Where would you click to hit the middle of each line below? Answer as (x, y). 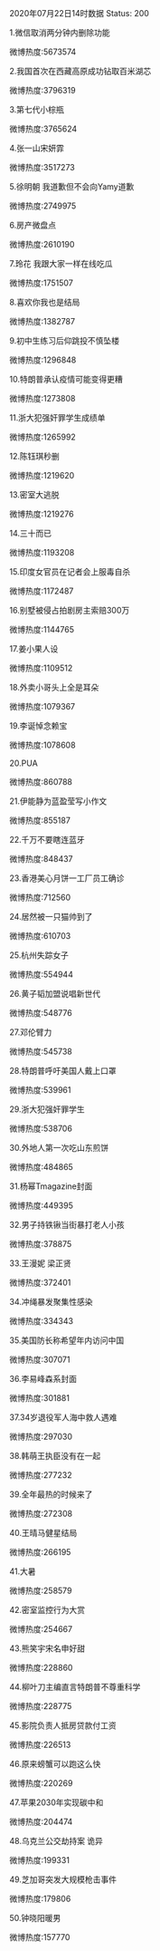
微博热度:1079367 (42, 706)
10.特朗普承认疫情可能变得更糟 (66, 379)
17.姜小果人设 (34, 649)
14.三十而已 (31, 533)
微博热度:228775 (41, 1706)
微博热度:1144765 (42, 629)
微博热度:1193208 (42, 552)
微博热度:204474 (41, 1821)
